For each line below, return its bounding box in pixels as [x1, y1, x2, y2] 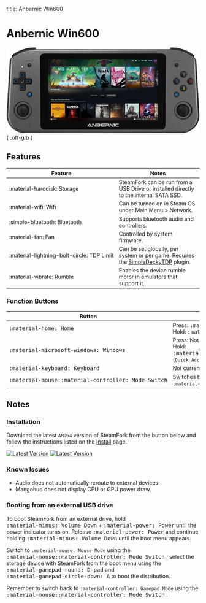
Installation [6, 417, 41, 426]
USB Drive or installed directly [118, 185, 194, 193]
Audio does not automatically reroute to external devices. [15, 479, 161, 486]
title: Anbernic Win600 [6, 6, 63, 12]
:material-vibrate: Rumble [9, 273, 74, 281]
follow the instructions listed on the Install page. [6, 438, 128, 445]
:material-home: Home [9, 325, 74, 332]
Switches [172, 373, 196, 380]
